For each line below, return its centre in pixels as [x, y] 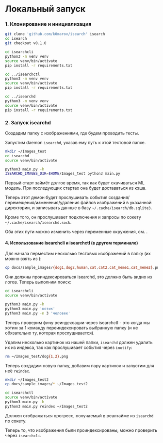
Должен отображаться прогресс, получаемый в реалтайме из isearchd [79, 415]
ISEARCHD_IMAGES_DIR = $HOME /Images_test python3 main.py [63, 174]
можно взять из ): [24, 259]
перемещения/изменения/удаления [42, 203]
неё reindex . [18, 371]
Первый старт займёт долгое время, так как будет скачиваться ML [75, 183]
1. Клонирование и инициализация [48, 24]
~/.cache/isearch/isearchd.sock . [38, 222]
